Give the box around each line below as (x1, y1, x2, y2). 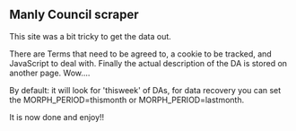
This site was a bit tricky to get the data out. (9, 31, 172, 41)
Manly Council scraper (9, 7, 139, 22)
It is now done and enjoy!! (9, 111, 105, 122)
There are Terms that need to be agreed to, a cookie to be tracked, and (9, 48, 272, 59)
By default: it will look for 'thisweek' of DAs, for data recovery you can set (9, 84, 282, 95)
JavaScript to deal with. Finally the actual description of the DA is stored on (9, 57, 288, 68)
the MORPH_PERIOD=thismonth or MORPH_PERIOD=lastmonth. (9, 94, 245, 105)
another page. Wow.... (9, 67, 91, 78)
